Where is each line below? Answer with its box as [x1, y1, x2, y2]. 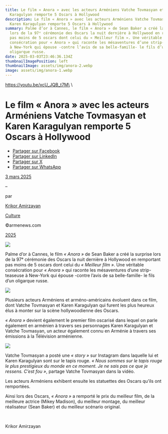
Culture [5, 212, 21, 218]
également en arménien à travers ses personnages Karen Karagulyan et [5, 322, 153, 329]
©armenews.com [5, 222, 41, 228]
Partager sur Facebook [12, 148, 60, 154]
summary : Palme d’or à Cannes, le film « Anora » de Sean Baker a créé [5, 26, 157, 31]
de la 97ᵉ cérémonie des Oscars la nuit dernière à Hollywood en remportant [5, 256, 161, 262]
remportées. [5, 383, 31, 389]
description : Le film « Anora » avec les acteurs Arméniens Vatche [5, 17, 149, 22]
